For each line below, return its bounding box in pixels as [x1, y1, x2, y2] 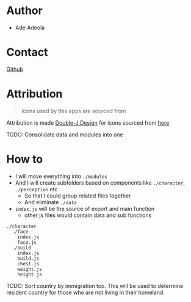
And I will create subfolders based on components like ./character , [15, 179, 185, 186]
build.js [17, 255, 40, 262]
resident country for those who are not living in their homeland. [6, 289, 165, 296]
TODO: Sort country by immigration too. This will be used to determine [6, 282, 184, 289]
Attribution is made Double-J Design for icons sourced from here [6, 119, 170, 126]
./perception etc [15, 185, 58, 193]
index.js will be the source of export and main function [15, 205, 155, 212]
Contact [6, 45, 48, 59]
